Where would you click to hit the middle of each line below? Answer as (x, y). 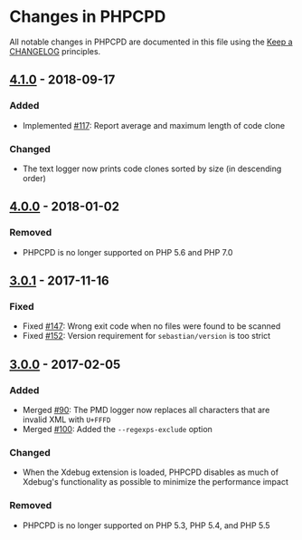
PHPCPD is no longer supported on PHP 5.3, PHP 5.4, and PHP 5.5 (146, 525)
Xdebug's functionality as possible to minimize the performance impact (156, 482)
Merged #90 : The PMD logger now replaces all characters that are (146, 410)
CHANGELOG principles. (55, 51)
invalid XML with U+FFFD (66, 419)
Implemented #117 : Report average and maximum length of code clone (154, 125)
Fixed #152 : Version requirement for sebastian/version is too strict (146, 336)
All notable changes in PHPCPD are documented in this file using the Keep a (151, 42)
